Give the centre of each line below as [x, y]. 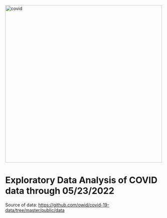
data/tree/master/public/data [35, 210]
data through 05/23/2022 [60, 191]
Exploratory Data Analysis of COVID [81, 180]
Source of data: [21, 205]
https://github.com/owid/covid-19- [74, 205]
